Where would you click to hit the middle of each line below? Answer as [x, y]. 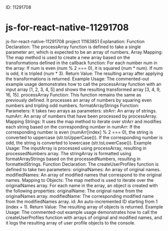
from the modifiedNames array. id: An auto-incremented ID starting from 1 [82, 201]
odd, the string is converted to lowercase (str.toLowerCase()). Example [79, 143]
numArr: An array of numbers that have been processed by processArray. [81, 116]
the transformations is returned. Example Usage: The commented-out [77, 79]
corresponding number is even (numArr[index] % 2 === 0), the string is [79, 132]
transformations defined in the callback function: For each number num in [82, 63]
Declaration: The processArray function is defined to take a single [73, 47]
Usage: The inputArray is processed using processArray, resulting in [76, 148]
